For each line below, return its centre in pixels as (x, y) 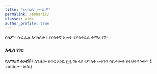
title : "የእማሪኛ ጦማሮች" (28, 10)
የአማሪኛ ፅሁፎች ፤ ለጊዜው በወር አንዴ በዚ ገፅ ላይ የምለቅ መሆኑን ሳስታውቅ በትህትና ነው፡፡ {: (79, 61)
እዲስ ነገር (14, 50)
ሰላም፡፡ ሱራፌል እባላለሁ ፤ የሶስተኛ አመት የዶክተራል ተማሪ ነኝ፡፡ (57, 37)
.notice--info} (19, 66)
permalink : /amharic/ (27, 14)
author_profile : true (27, 23)
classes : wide (20, 19)
